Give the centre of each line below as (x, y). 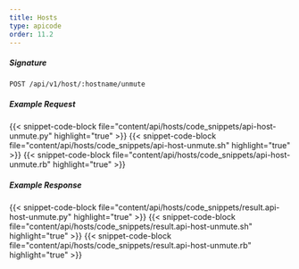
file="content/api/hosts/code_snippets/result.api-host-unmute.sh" (131, 227)
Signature (28, 63)
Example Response (46, 185)
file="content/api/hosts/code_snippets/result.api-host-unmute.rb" (130, 246)
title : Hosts (33, 17)
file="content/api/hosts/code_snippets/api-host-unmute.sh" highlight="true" (150, 146)
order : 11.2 (31, 34)
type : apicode (36, 26)
